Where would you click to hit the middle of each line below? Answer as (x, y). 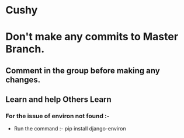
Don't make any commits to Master (92, 37)
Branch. (25, 49)
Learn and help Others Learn (58, 100)
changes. (23, 79)
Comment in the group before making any (83, 70)
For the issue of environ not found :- (58, 116)
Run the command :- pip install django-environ (70, 129)
